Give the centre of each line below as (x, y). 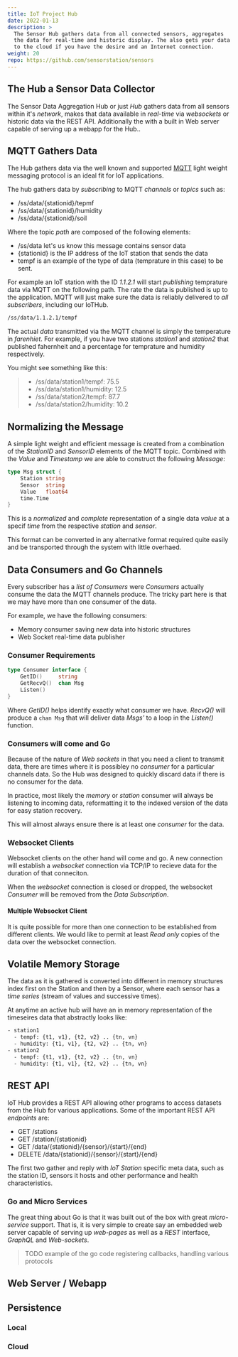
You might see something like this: (58, 368)
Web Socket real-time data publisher (71, 637)
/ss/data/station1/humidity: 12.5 (81, 389)
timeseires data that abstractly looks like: (67, 1017)
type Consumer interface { (47, 670)
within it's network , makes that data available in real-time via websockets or (118, 114)
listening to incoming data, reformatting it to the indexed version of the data (118, 803)
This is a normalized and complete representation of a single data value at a (118, 519)
